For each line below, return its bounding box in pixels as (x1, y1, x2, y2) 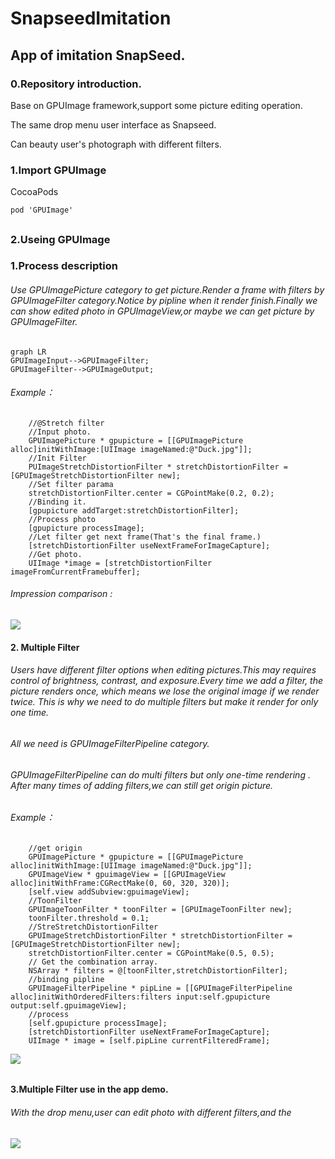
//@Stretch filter (28, 418, 105, 428)
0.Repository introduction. (10, 77, 142, 91)
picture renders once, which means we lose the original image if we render (10, 685, 320, 697)
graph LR (10, 347, 47, 357)
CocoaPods (10, 186, 59, 198)
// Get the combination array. (28, 957, 159, 967)
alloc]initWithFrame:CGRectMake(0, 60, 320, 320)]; (10, 878, 230, 888)
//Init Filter (28, 453, 87, 463)
